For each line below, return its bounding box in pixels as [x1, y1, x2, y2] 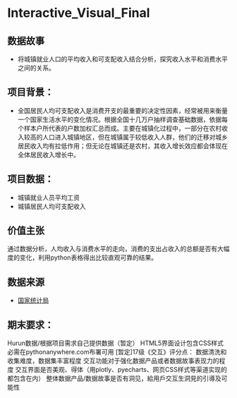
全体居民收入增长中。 [17, 150, 80, 159]
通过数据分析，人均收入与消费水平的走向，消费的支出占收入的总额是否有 [7, 245, 217, 253]
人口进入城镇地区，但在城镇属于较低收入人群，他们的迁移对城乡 [42, 133, 228, 141]
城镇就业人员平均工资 [17, 193, 80, 202]
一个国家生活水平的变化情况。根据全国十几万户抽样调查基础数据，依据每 [17, 115, 228, 123]
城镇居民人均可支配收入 [17, 202, 86, 210]
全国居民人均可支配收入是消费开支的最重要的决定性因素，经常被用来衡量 [17, 106, 228, 114]
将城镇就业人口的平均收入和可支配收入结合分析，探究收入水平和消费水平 [17, 55, 228, 63]
